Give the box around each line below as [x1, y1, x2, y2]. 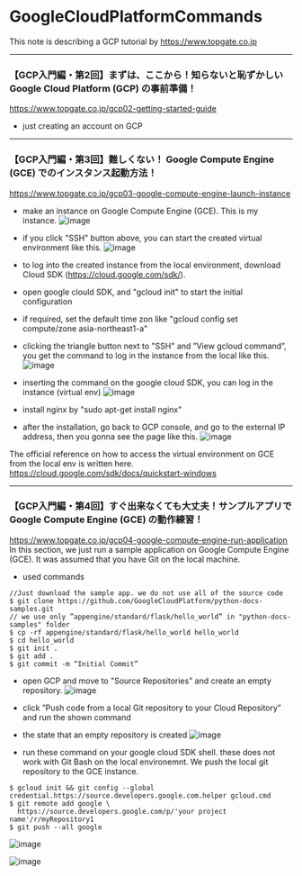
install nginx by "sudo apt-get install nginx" [22, 403, 182, 415]
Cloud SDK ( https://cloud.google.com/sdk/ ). [22, 268, 186, 280]
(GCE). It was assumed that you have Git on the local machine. [9, 554, 241, 564]
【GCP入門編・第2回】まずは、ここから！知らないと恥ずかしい [9, 68, 283, 81]
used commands [22, 571, 85, 582]
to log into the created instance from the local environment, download [22, 259, 281, 270]
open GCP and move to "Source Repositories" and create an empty [22, 675, 272, 686]
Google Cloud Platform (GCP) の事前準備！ [9, 82, 197, 95]
